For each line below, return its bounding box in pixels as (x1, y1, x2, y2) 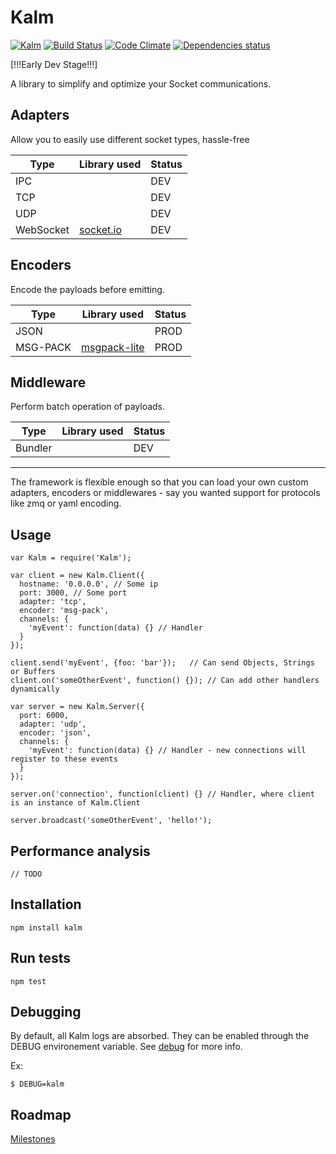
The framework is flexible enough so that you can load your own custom (10, 476, 309, 488)
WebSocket (15, 222, 70, 236)
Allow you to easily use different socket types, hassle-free (10, 133, 250, 145)
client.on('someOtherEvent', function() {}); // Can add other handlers (10, 676, 320, 686)
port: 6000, (19, 711, 70, 721)
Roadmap (10, 1106, 72, 1123)
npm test (10, 976, 47, 986)
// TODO (10, 869, 43, 879)
